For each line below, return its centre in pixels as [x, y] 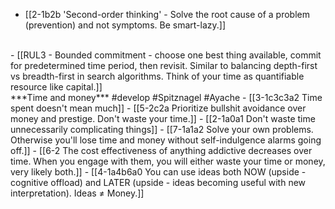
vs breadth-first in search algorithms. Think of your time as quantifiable [157, 76]
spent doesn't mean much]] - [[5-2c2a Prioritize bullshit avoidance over [158, 108]
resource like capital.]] [56, 87]
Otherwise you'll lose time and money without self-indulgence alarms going [166, 140]
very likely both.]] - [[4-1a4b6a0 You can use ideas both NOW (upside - [158, 172]
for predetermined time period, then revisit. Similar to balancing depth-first [164, 65]
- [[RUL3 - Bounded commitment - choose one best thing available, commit [166, 55]
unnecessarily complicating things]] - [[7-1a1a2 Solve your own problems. [162, 129]
